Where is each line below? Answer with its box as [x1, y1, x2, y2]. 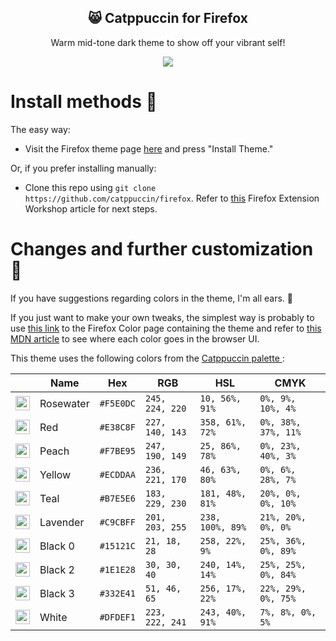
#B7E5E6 [99, 492, 136, 504]
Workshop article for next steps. [24, 202, 158, 215]
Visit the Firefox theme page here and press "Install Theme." [24, 142, 274, 155]
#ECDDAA [99, 469, 136, 480]
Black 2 [39, 562, 75, 576]
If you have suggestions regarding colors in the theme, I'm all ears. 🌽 [10, 292, 293, 304]
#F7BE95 [99, 445, 136, 456]
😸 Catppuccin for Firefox [88, 10, 248, 27]
